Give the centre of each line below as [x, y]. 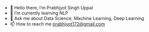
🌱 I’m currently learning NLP [39, 13]
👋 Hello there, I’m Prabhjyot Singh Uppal [51, 8]
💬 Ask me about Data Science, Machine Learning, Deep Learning [77, 18]
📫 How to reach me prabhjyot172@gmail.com [57, 24]
